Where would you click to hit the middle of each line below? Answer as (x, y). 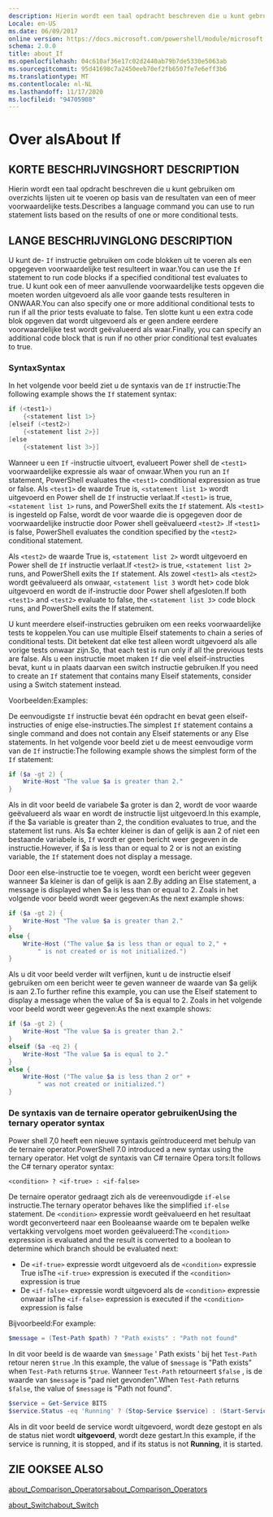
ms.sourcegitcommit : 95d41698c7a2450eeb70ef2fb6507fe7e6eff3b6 (118, 69)
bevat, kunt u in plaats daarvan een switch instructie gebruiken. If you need (133, 667)
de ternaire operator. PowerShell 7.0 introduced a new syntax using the (126, 1150)
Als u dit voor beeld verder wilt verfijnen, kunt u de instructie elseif (120, 975)
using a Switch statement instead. (65, 684)
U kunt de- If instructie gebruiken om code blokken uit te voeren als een (130, 261)
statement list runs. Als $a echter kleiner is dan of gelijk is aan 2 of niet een (134, 831)
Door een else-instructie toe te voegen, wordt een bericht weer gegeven (130, 873)
